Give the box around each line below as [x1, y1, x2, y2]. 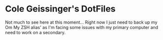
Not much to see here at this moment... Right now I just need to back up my [5, 19, 158, 25]
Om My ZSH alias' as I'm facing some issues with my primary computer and [5, 24, 159, 30]
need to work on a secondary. [5, 29, 66, 35]
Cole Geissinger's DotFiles [5, 3, 116, 14]
